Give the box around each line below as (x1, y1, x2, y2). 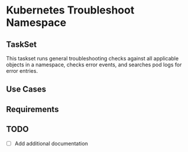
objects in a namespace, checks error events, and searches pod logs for (6, 61, 182, 68)
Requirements (6, 104, 59, 114)
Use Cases (6, 85, 47, 94)
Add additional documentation (14, 140, 88, 147)
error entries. (6, 67, 38, 74)
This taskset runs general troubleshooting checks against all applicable (6, 55, 179, 62)
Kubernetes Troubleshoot (6, 4, 134, 17)
